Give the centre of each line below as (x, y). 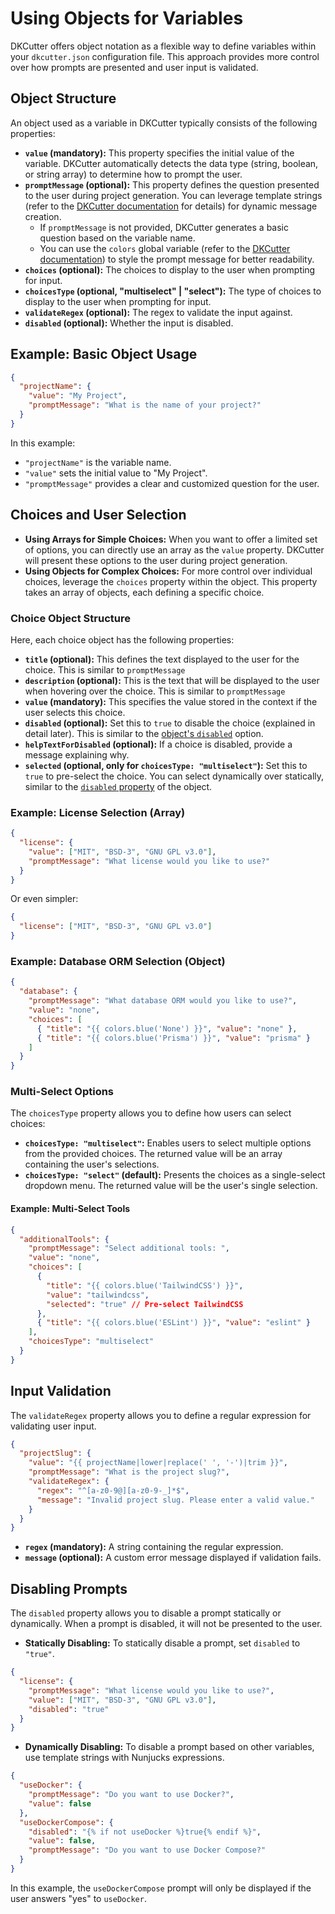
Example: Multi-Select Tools (70, 1209)
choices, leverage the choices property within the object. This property (171, 581)
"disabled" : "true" (69, 1709)
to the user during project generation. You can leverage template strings (173, 195)
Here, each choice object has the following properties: (122, 639)
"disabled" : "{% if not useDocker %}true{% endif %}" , (145, 1832)
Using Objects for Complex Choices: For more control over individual (168, 571)
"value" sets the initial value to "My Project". (116, 473)
